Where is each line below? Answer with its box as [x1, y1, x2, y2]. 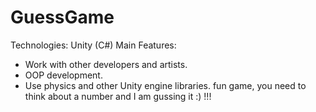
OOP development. [24, 69, 103, 81]
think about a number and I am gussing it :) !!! [24, 90, 212, 102]
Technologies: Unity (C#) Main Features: [10, 39, 177, 51]
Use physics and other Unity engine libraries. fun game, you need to [24, 79, 307, 91]
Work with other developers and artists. [24, 58, 188, 70]
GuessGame [10, 6, 115, 29]
